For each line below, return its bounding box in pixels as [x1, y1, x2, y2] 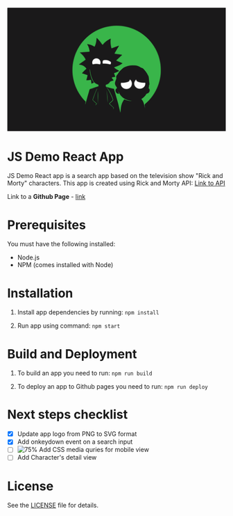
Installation [7, 285, 74, 301]
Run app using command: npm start [17, 321, 121, 330]
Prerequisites [7, 217, 87, 233]
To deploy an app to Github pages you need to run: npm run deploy [17, 382, 208, 391]
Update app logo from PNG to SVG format [17, 430, 137, 438]
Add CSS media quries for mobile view [39, 446, 149, 454]
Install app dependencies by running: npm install [17, 308, 159, 316]
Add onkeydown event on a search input [17, 437, 133, 446]
